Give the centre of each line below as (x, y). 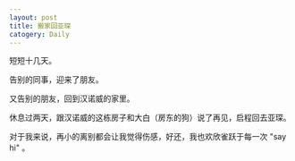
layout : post (34, 17)
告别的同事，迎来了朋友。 (56, 80)
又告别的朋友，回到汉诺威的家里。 (72, 98)
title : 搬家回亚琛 (40, 26)
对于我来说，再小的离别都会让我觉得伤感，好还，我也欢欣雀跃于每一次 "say (148, 137)
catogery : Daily (39, 34)
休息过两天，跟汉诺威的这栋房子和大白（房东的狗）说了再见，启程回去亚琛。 (150, 118)
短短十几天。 (33, 61)
